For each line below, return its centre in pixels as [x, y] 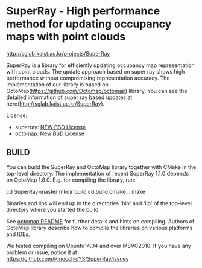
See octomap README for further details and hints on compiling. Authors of [100, 221]
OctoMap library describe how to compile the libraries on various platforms [99, 228]
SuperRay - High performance [83, 11]
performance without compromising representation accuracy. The [88, 78]
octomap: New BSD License [50, 133]
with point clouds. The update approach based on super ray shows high [96, 71]
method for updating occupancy [89, 24]
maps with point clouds [66, 37]
